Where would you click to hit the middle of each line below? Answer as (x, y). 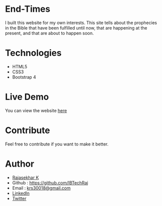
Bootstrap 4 (24, 77)
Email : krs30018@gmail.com (41, 188)
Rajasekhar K (25, 177)
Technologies (34, 53)
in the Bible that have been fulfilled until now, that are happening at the (76, 28)
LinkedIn (21, 193)
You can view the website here (36, 110)
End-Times (28, 9)
